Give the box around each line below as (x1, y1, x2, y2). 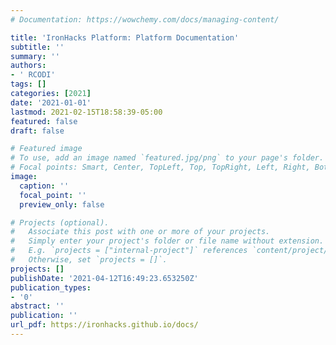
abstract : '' (10, 301, 65, 311)
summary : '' (10, 51, 60, 61)
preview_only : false (19, 199, 105, 210)
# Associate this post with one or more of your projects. (10, 227, 271, 237)
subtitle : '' (10, 42, 65, 52)
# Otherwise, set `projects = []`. (10, 255, 168, 265)
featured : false (10, 116, 78, 126)
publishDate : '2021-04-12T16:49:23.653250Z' (10, 273, 199, 283)
